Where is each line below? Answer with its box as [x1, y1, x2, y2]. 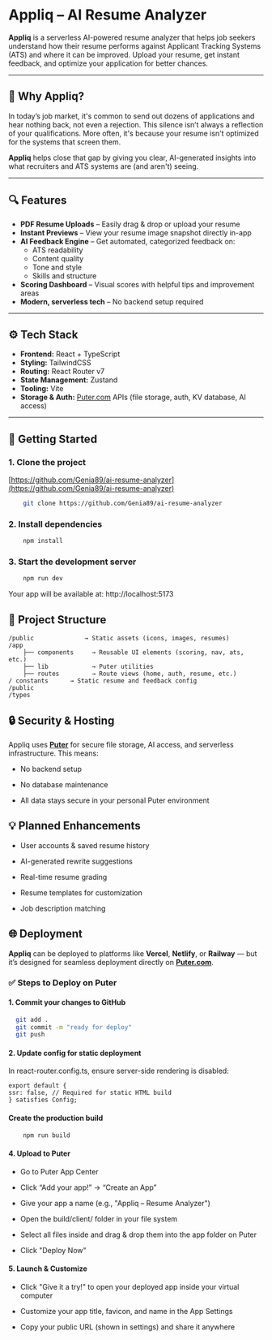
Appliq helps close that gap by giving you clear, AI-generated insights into [8, 153, 257, 162]
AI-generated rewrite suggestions [19, 856, 134, 866]
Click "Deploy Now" [19, 1245, 87, 1255]
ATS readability [32, 245, 83, 255]
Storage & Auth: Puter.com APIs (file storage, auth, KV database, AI [19, 392, 247, 403]
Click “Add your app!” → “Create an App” [19, 1183, 157, 1192]
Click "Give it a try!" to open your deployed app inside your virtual [19, 1282, 240, 1291]
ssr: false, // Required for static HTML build [8, 1089, 172, 1097]
